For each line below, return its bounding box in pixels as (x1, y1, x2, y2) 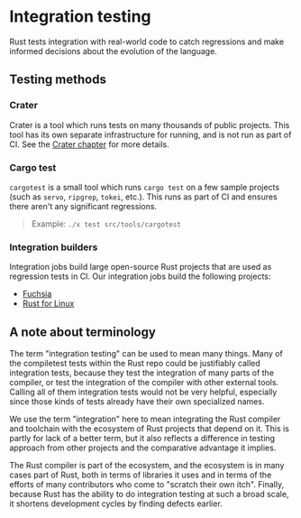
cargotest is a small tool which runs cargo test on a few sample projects (9, 181, 280, 192)
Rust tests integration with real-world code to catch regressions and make (9, 36, 285, 47)
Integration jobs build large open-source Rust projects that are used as (9, 262, 272, 273)
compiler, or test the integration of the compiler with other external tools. (9, 377, 279, 388)
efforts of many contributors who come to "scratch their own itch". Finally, (9, 479, 285, 490)
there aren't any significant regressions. (9, 200, 158, 211)
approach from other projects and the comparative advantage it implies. (9, 442, 277, 453)
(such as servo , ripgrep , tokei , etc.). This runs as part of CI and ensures (9, 191, 278, 202)
